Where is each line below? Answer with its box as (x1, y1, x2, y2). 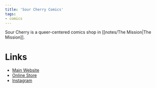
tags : (5, 12, 16, 16)
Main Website (12, 67, 40, 73)
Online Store (12, 73, 37, 78)
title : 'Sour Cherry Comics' (5, 7, 64, 12)
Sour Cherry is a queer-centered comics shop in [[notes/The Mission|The (5, 29, 151, 35)
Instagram (12, 78, 32, 84)
